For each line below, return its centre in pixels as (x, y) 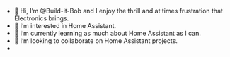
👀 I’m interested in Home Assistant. (65, 26)
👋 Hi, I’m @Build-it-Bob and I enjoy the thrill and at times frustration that (118, 11)
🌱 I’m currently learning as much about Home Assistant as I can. (108, 33)
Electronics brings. (41, 18)
